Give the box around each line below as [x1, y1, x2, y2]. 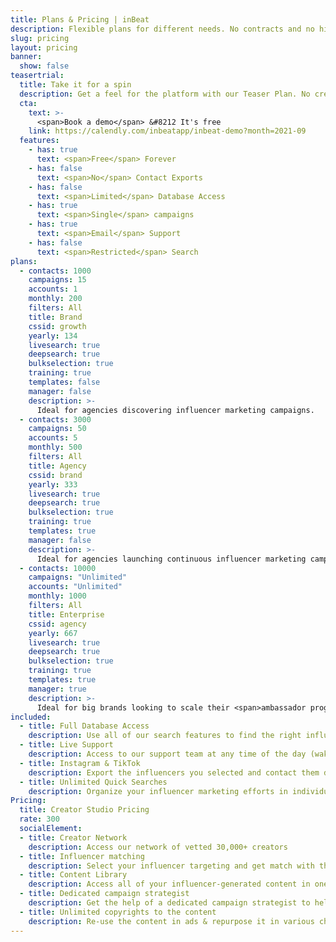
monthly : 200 [28, 294, 83, 304]
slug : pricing [10, 33, 70, 43]
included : [10, 712, 52, 722]
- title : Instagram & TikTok [19, 758, 141, 768]
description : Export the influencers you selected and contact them [28, 767, 320, 778]
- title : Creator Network [19, 832, 128, 843]
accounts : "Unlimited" [28, 582, 123, 592]
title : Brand [28, 312, 83, 322]
